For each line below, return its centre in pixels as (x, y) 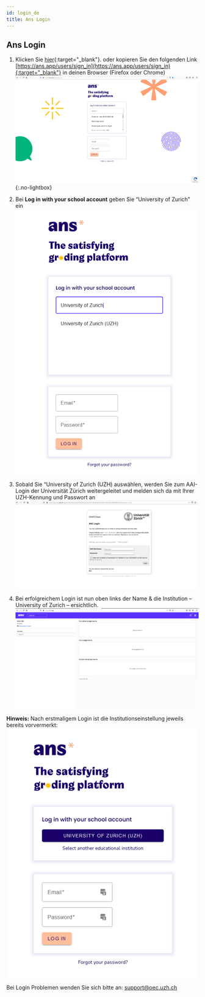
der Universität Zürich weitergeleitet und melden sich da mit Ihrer (113, 491)
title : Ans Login (28, 19)
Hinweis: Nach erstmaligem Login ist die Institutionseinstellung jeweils (95, 719)
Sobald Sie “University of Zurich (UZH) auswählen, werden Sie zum (100, 484)
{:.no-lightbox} (34, 188)
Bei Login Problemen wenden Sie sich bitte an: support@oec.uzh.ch (92, 987)
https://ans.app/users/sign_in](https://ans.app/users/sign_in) (94, 66)
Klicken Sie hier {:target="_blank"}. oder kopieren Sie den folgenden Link (106, 60)
